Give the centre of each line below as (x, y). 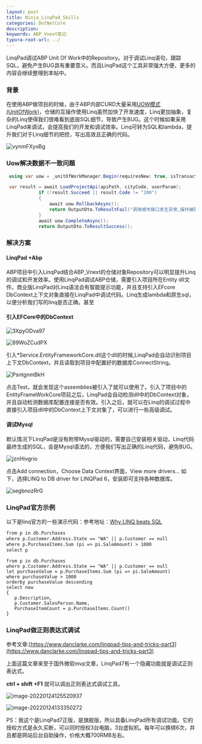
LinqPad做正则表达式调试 (43, 630)
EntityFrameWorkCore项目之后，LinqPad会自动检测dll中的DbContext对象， (99, 394)
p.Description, (33, 598)
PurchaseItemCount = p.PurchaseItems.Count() (72, 608)
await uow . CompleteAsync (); (74, 221)
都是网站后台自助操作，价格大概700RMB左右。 (69, 735)
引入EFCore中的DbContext (40, 317)
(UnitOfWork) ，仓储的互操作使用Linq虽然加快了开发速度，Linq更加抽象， (96, 112)
